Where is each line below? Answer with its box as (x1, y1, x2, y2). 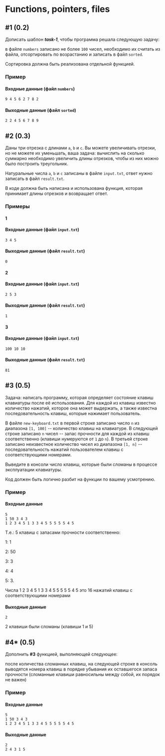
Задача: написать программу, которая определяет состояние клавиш (5, 394, 154, 401)
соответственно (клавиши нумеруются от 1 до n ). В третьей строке (5, 436, 148, 442)
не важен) (5, 677, 27, 683)
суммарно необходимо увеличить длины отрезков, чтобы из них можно (5, 156, 159, 162)
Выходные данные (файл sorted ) (5, 107, 76, 113)
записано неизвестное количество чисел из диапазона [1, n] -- (5, 441, 142, 447)
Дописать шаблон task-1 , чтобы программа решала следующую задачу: (5, 36, 160, 42)
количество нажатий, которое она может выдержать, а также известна (5, 405, 157, 411)
